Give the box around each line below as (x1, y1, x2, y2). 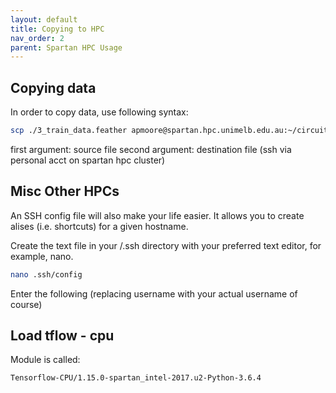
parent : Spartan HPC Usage (10, 42, 123, 53)
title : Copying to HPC (10, 24, 105, 34)
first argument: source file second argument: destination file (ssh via (10, 143, 292, 155)
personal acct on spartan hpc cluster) (10, 154, 166, 166)
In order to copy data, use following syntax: (10, 106, 189, 118)
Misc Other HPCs (10, 183, 120, 200)
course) (10, 298, 43, 310)
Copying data (10, 79, 97, 96)
